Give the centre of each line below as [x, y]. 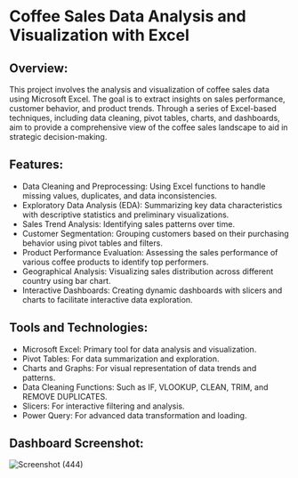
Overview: [39, 68]
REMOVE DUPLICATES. [65, 396]
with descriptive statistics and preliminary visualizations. [125, 215]
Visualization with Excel [99, 35]
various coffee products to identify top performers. [115, 262]
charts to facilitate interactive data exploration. [107, 299]
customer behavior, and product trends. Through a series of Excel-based [143, 108]
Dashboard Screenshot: [77, 444]
